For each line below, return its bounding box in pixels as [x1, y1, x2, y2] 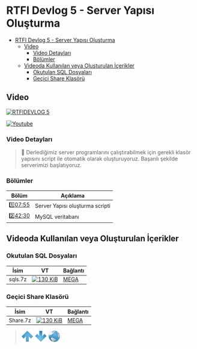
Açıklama [61, 192, 85, 199]
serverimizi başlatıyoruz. [20, 162, 82, 169]
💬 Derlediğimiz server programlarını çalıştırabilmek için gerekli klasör [20, 149, 191, 156]
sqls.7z [8, 275, 27, 283]
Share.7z [8, 316, 31, 324]
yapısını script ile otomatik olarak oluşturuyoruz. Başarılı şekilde [20, 155, 178, 163]
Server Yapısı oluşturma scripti [35, 202, 111, 209]
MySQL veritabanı [35, 213, 79, 220]
